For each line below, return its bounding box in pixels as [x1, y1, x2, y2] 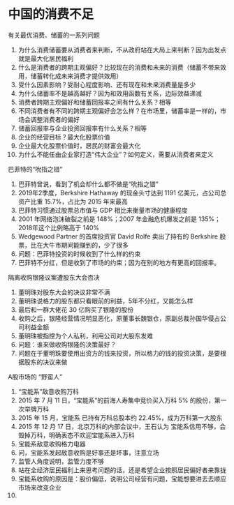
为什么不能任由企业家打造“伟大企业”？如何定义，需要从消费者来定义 [17, 150, 214, 158]
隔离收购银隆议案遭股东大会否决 [8, 273, 100, 281]
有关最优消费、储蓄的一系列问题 [8, 31, 100, 39]
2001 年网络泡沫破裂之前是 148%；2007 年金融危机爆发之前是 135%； [17, 214, 221, 223]
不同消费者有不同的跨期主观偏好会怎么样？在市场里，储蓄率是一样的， [17, 106, 221, 115]
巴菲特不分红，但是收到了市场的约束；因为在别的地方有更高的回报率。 [17, 258, 221, 266]
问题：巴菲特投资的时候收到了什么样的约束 [17, 249, 141, 258]
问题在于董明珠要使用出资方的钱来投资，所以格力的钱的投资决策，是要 [17, 349, 221, 357]
